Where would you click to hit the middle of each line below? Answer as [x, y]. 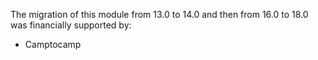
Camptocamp [53, 44]
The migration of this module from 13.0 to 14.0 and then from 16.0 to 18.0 [159, 14]
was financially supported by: [71, 25]
